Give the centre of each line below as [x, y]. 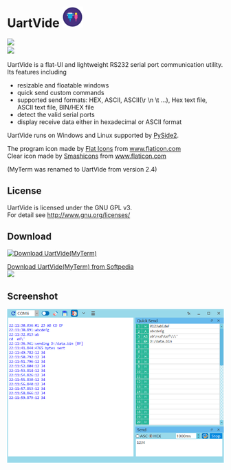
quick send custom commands [60, 92]
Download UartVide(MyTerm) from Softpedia [70, 266]
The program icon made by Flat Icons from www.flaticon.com [94, 148]
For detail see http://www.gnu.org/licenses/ [69, 215]
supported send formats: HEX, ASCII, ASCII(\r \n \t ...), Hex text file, [112, 100]
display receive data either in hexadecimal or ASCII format [99, 122]
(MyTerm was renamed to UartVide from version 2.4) [82, 169]
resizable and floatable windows [63, 85]
